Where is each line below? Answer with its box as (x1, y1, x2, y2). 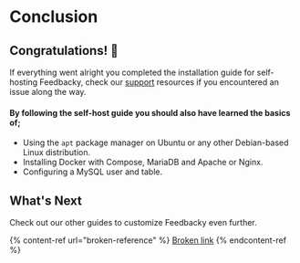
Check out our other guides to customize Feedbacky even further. (9, 217, 257, 228)
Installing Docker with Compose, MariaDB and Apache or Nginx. (22, 157, 264, 168)
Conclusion (9, 6, 98, 27)
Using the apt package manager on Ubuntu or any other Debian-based (22, 137, 289, 148)
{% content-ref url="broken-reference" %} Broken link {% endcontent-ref (9, 235, 287, 246)
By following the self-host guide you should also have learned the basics (9, 107, 291, 118)
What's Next (9, 193, 82, 208)
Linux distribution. (22, 147, 91, 158)
